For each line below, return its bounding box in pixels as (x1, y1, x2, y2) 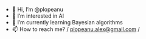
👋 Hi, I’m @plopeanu (12, 6, 64, 13)
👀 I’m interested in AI (12, 12, 64, 19)
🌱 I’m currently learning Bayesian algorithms (12, 19, 123, 26)
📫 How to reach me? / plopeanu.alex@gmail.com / (12, 26, 140, 33)
